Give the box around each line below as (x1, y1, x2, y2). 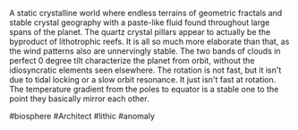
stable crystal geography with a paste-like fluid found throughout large (9, 17, 270, 28)
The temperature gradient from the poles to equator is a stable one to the (9, 84, 279, 94)
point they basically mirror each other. (9, 93, 149, 104)
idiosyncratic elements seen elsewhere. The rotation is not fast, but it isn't (9, 65, 282, 75)
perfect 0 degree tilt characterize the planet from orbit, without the (9, 56, 255, 65)
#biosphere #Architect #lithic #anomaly (9, 111, 155, 121)
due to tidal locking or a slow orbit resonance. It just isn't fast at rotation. (9, 74, 277, 84)
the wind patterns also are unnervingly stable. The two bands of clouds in (9, 46, 281, 56)
